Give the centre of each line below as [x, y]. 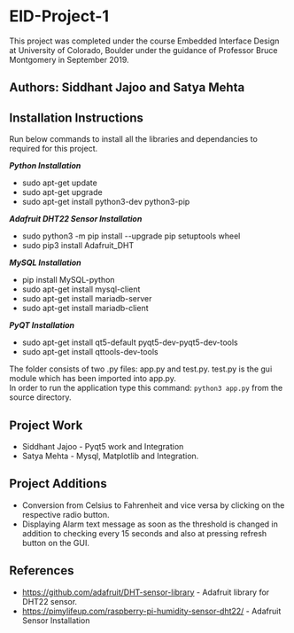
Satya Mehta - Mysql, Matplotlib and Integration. [110, 456]
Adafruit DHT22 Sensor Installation [76, 219]
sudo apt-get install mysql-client [81, 289]
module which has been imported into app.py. [93, 379]
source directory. [40, 397]
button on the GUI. [56, 543]
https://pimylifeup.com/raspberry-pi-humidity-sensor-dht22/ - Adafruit [151, 611]
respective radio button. [66, 514]
